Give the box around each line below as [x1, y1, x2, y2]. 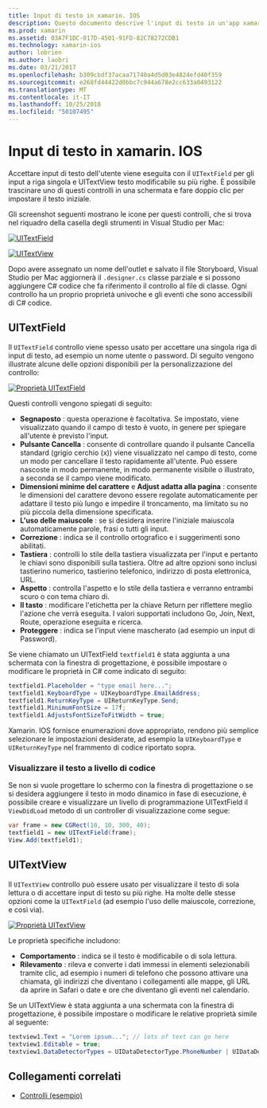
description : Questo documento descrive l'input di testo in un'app [8, 19, 240, 27]
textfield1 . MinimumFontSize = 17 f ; [8, 704, 126, 712]
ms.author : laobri [8, 57, 69, 65]
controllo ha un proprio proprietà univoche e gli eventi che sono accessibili [8, 289, 253, 299]
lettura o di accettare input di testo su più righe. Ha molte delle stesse [8, 887, 236, 897]
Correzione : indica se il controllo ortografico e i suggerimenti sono [19, 532, 241, 542]
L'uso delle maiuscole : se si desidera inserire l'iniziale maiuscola [19, 515, 234, 525]
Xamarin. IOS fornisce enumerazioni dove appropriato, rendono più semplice [8, 726, 259, 735]
